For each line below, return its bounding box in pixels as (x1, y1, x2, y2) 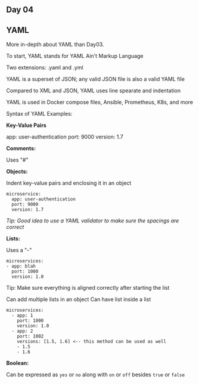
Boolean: (6, 360, 29, 367)
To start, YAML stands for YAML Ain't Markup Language (6, 52, 144, 60)
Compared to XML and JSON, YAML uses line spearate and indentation (6, 87, 181, 94)
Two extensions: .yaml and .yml (6, 64, 83, 71)
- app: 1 (11, 312, 33, 318)
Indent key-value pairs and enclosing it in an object (6, 179, 132, 187)
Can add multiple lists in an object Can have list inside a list (6, 296, 151, 303)
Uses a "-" (6, 247, 32, 254)
